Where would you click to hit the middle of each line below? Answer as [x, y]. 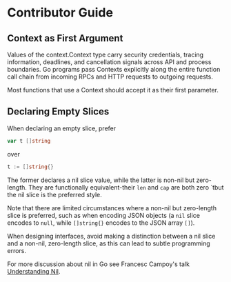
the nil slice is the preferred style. [54, 194]
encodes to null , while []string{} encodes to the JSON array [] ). [101, 223]
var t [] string [29, 141]
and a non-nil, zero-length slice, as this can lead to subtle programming [109, 243]
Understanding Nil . [34, 271]
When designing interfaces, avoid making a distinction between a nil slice [111, 236]
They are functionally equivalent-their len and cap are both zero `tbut [126, 187]
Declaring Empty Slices [58, 112]
